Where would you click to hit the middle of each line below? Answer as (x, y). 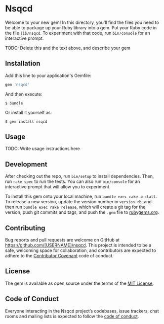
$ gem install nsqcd (26, 121)
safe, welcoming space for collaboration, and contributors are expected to (81, 250)
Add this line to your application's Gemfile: (48, 76)
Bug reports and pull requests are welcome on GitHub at (62, 240)
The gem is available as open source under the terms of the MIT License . (80, 283)
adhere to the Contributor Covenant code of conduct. (59, 256)
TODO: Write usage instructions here (42, 149)
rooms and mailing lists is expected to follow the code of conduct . (72, 316)
